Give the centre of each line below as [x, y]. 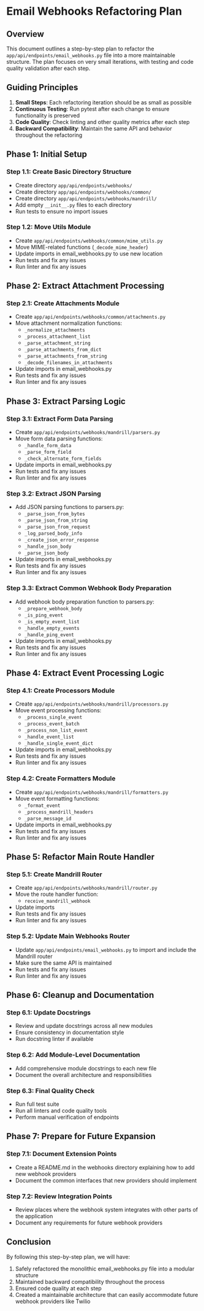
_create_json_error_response [62, 540]
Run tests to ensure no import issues [62, 211]
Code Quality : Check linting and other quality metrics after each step [102, 122]
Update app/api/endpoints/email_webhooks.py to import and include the [106, 949]
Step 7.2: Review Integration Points [59, 1196]
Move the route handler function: [57, 894]
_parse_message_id [48, 819]
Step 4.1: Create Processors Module [61, 691]
